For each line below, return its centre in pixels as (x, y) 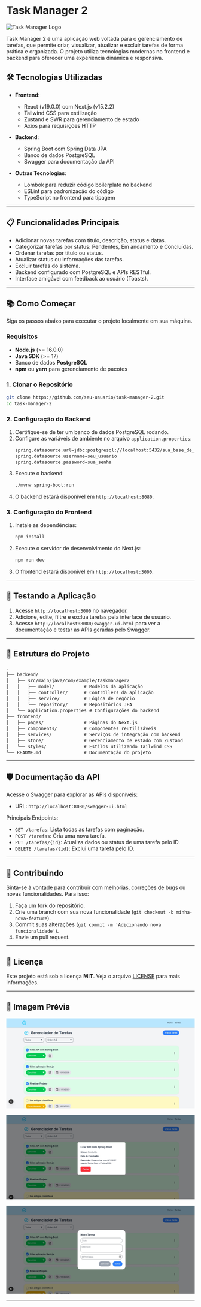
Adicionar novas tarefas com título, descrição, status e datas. (90, 240)
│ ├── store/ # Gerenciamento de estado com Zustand (95, 740)
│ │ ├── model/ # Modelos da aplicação (75, 686)
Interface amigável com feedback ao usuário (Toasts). (81, 278)
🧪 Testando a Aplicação (51, 596)
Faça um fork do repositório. (50, 905)
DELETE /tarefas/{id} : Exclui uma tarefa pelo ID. (74, 848)
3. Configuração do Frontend (49, 512)
